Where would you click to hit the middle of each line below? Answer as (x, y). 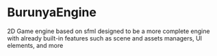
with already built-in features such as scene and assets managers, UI (105, 38)
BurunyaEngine (52, 12)
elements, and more (35, 45)
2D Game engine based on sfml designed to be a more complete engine (108, 31)
